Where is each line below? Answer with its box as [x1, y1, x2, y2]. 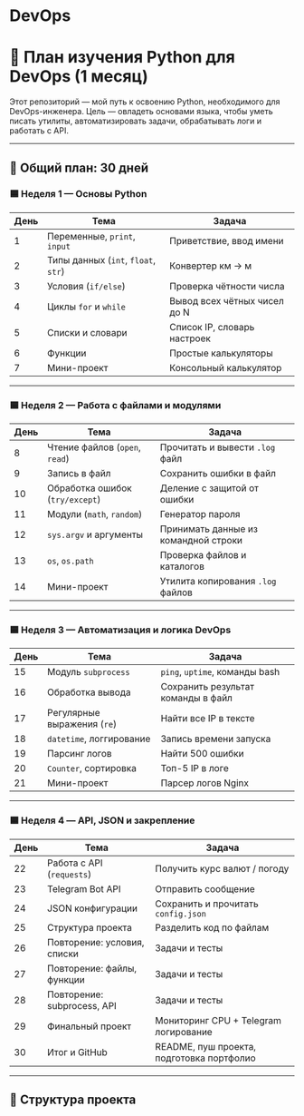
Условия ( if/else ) [46, 279, 127, 292]
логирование [155, 1025, 213, 1038]
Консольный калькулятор [169, 361, 282, 374]
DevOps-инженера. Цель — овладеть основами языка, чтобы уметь [9, 106, 273, 117]
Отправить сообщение [155, 882, 255, 895]
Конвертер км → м [169, 259, 252, 272]
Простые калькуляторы [169, 347, 273, 359]
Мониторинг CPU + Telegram [155, 1013, 282, 1026]
